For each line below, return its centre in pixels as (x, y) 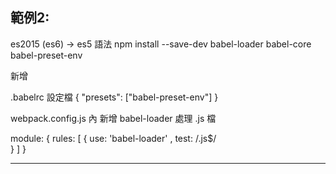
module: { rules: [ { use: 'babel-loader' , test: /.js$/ (113, 138)
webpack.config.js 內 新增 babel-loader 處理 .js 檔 (113, 118)
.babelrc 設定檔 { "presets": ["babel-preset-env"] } (114, 97)
